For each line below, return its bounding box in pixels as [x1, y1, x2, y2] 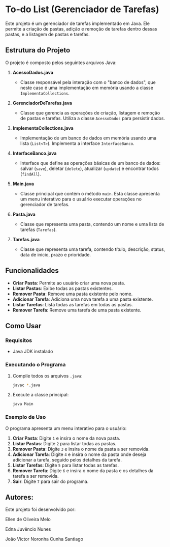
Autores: [5, 493, 34, 502]
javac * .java [12, 383, 41, 388]
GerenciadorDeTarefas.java [12, 100, 73, 106]
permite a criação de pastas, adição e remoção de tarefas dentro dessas [5, 25, 157, 32]
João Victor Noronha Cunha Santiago [5, 536, 84, 542]
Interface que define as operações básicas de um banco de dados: [20, 160, 161, 166]
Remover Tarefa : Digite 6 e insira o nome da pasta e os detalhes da [12, 467, 154, 474]
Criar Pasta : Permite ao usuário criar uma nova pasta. [12, 280, 125, 286]
